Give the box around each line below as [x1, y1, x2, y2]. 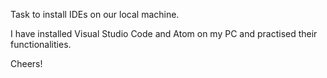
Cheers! [10, 58, 43, 69]
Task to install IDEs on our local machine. [10, 9, 180, 20]
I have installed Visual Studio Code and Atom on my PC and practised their [10, 28, 318, 39]
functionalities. [10, 39, 72, 50]
